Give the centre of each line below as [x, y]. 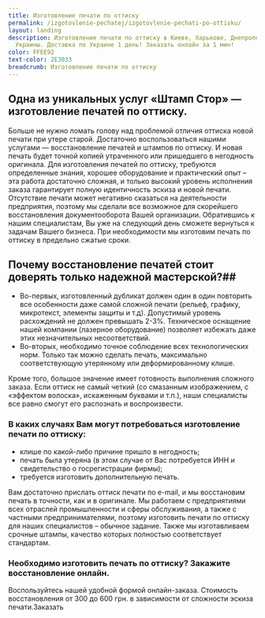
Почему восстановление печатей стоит [111, 265]
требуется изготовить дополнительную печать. [99, 476]
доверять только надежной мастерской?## [122, 277]
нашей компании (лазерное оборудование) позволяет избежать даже [138, 330]
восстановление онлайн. [59, 573]
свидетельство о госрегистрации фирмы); [91, 468]
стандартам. [29, 542]
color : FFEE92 [32, 52]
